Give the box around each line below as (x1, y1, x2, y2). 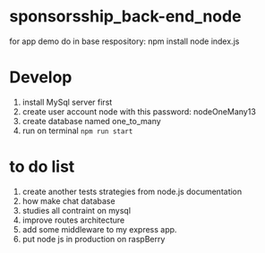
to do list (9, 156, 75, 177)
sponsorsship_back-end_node (9, 6, 242, 27)
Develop (9, 67, 73, 88)
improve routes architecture (21, 215, 125, 225)
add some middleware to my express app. (21, 223, 177, 234)
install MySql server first (21, 97, 113, 107)
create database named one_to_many (21, 115, 161, 126)
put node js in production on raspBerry (21, 233, 166, 244)
